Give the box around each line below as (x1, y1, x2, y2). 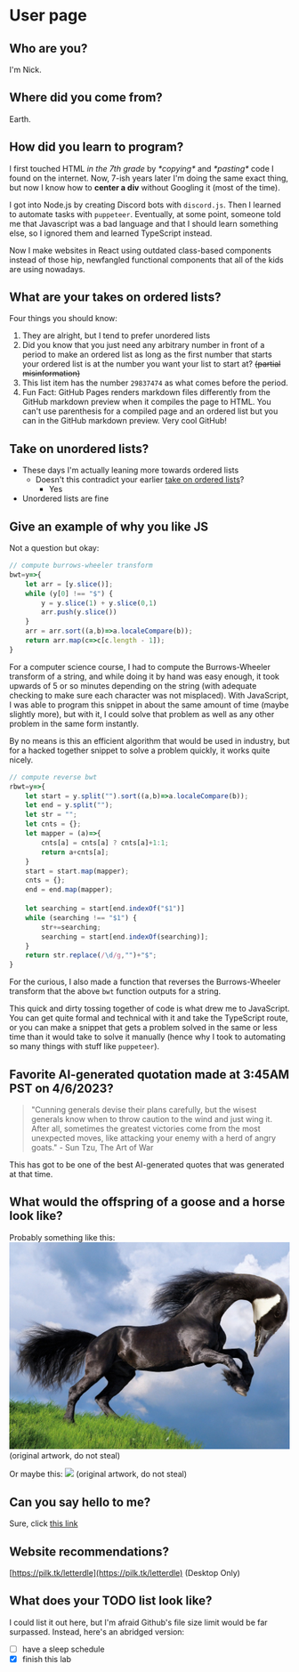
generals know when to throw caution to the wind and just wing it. (30, 1114, 273, 1124)
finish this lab (21, 1653, 72, 1664)
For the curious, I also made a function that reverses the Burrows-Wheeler (9, 976, 281, 988)
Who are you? (9, 41, 88, 56)
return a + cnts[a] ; (41, 847, 109, 857)
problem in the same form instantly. (9, 718, 140, 729)
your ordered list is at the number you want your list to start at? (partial (21, 359, 281, 369)
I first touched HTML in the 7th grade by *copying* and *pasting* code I (9, 163, 274, 174)
